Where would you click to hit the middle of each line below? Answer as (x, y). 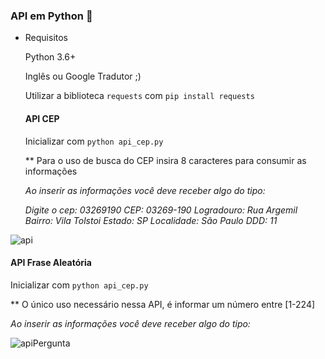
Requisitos (46, 38)
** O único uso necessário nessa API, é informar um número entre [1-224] (163, 304)
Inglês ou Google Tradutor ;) (83, 76)
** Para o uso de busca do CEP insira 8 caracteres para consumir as (165, 160)
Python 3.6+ (50, 57)
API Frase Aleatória (51, 263)
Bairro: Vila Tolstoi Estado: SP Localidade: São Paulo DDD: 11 (151, 220)
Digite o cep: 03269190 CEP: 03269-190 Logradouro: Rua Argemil (161, 210)
